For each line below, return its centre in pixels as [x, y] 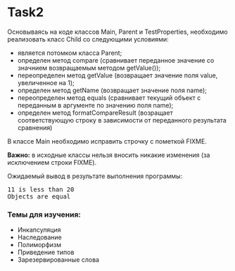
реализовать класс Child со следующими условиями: [88, 39]
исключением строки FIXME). [52, 162]
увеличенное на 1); [46, 82]
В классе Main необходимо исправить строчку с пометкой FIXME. [107, 141]
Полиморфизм [39, 245]
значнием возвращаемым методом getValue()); [89, 68]
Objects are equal [39, 196]
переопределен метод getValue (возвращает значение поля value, [118, 75]
